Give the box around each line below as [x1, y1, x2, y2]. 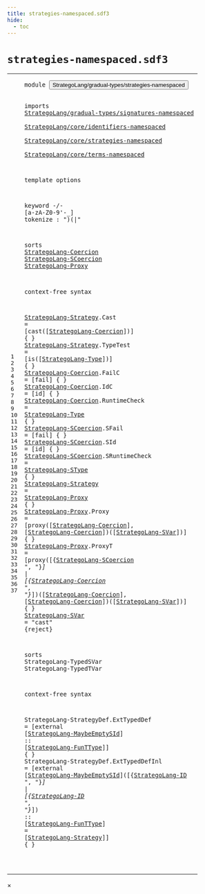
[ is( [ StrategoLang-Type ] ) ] [23, 355, 113, 362]
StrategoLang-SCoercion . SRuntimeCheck [23, 452, 152, 459]
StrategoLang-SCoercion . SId [23, 438, 117, 446]
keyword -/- [23, 202, 64, 210]
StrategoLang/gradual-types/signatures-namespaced [23, 109, 195, 116]
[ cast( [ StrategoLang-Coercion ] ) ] [23, 327, 135, 335]
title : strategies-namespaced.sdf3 [7, 10, 110, 17]
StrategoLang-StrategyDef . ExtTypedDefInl [23, 757, 162, 766]
